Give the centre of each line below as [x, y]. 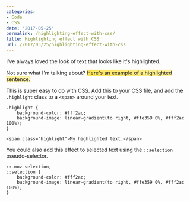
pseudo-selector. [27, 156]
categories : [21, 12]
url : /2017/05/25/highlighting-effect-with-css [66, 45]
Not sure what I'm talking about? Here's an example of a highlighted [89, 73]
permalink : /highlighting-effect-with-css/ [61, 34]
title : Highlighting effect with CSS [53, 39]
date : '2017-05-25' [30, 28]
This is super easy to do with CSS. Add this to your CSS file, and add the [95, 90]
